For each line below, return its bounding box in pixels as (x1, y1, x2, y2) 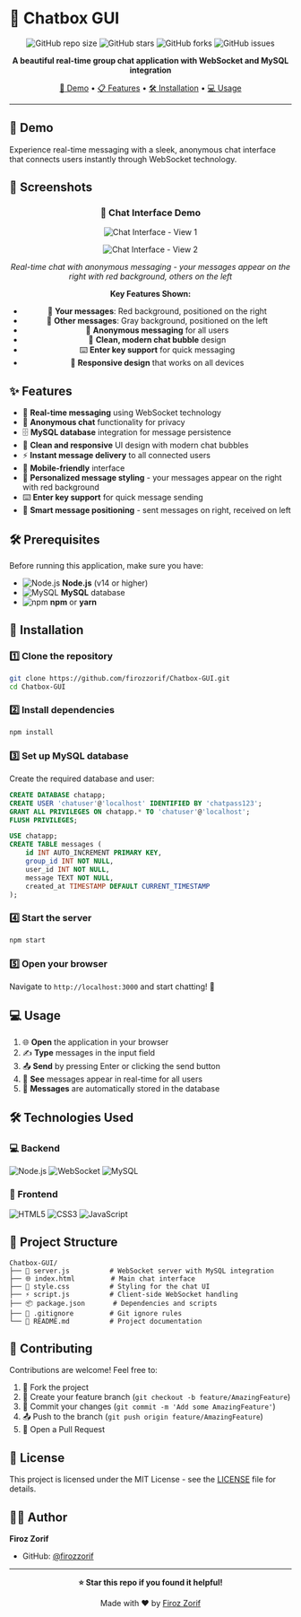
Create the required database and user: (9, 773, 155, 784)
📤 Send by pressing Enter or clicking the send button (21, 1060, 221, 1071)
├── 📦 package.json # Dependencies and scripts (9, 1299, 218, 1308)
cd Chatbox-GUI (9, 682, 66, 691)
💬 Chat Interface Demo (99, 206, 202, 219)
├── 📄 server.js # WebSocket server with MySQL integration (9, 1266, 275, 1275)
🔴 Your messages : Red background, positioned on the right (47, 306, 267, 317)
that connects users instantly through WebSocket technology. (9, 153, 237, 164)
